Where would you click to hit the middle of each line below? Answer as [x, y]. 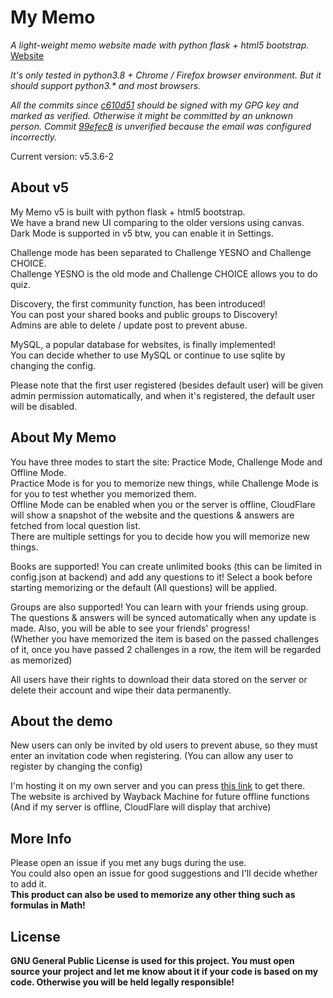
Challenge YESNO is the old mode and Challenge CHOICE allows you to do [164, 273]
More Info [41, 838]
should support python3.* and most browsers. [106, 85]
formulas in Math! [48, 905]
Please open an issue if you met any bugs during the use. [128, 863]
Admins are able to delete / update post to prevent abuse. [129, 325]
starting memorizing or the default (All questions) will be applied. [144, 587]
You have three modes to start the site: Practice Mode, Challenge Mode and [166, 462]
